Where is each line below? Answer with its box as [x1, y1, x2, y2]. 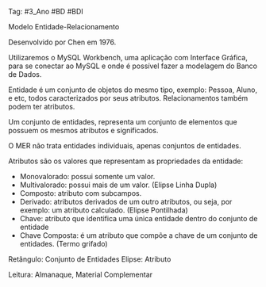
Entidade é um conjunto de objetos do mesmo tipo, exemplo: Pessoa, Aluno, [8, 85, 258, 94]
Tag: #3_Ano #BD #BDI [8, 7, 83, 16]
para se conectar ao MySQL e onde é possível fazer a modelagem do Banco [8, 61, 258, 71]
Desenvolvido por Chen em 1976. [8, 37, 117, 47]
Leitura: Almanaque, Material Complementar [8, 270, 153, 279]
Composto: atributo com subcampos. [19, 189, 142, 197]
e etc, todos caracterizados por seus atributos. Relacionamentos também [8, 94, 249, 102]
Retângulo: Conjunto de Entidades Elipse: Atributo [8, 254, 172, 264]
